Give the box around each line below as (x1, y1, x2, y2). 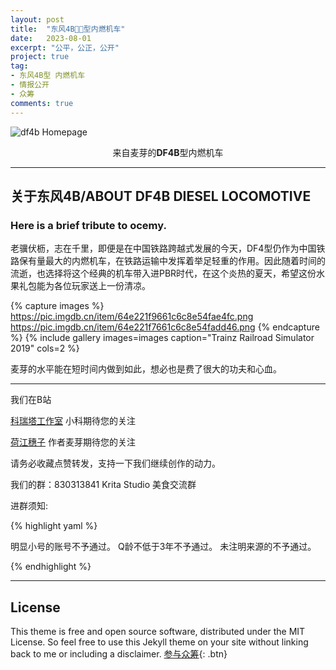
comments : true (10, 98, 74, 108)
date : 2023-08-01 (10, 33, 92, 43)
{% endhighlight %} (10, 561, 92, 573)
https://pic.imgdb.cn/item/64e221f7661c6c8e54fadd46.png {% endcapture (10, 321, 320, 333)
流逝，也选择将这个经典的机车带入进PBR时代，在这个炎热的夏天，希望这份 (10, 267, 317, 280)
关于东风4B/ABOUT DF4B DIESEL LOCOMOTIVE (10, 187, 312, 205)
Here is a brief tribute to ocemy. (10, 218, 167, 232)
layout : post (10, 14, 65, 25)
